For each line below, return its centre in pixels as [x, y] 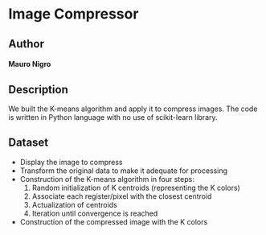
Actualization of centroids [75, 204]
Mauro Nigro [30, 64]
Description [38, 89]
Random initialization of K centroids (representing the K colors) [136, 188]
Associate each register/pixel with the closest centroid [122, 196]
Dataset [29, 143]
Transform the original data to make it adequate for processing [123, 171]
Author [26, 44]
